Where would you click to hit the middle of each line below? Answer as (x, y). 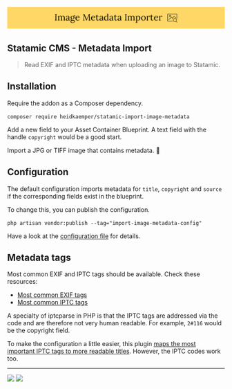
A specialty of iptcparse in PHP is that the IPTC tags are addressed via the (113, 316)
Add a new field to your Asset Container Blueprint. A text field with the (107, 129)
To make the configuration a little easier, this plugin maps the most (101, 344)
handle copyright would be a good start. (65, 137)
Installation (32, 87)
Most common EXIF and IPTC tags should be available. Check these (104, 274)
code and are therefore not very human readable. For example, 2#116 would (115, 323)
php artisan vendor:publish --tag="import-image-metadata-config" (105, 223)
